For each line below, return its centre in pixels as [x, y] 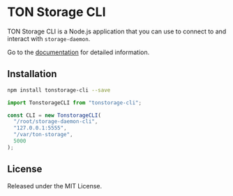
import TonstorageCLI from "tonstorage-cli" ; [74, 103]
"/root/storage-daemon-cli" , [56, 122]
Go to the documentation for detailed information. [78, 52]
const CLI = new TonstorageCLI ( [54, 115]
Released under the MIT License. [55, 186]
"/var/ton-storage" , [43, 135]
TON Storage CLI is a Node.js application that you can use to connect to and [117, 31]
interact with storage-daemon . [49, 38]
